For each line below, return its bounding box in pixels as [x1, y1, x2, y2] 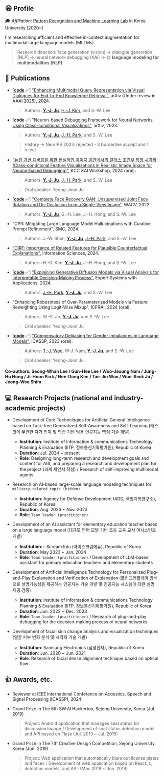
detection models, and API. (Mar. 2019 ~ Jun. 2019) [24, 765, 128, 771]
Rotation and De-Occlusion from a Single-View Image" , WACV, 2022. [12, 201, 151, 207]
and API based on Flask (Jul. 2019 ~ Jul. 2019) [24, 731, 118, 737]
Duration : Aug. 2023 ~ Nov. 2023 [19, 506, 88, 513]
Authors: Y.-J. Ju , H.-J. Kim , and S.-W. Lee [24, 107, 111, 113]
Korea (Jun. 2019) [12, 746, 48, 751]
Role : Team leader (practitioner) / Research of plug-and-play [19, 614, 147, 620]
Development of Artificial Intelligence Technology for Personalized [12, 569, 146, 575]
